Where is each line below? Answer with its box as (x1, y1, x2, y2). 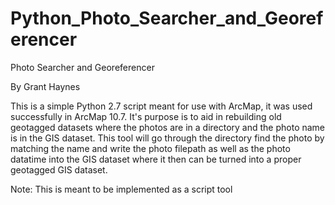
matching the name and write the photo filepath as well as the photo (10, 142, 291, 154)
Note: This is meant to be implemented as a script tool (10, 183, 233, 195)
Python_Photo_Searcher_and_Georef (10, 7, 324, 30)
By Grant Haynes (10, 80, 81, 92)
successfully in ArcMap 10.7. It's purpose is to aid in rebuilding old (10, 110, 282, 122)
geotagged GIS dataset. (10, 163, 108, 176)
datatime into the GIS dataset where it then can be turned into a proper (10, 153, 302, 165)
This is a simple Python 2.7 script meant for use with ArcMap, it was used (10, 100, 313, 112)
